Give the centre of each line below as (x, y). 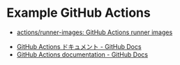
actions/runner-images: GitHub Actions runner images (95, 32)
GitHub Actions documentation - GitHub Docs (82, 55)
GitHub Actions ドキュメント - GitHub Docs (79, 46)
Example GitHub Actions (78, 13)
